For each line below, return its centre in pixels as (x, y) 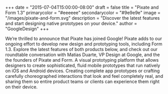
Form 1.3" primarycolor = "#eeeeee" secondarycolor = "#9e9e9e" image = (83, 13)
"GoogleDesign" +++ (27, 29)
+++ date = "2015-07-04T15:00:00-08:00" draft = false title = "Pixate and (82, 7)
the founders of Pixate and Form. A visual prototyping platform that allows (82, 60)
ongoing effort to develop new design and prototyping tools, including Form (84, 44)
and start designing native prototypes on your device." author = (71, 23)
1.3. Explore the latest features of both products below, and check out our (81, 49)
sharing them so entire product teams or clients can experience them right (82, 81)
